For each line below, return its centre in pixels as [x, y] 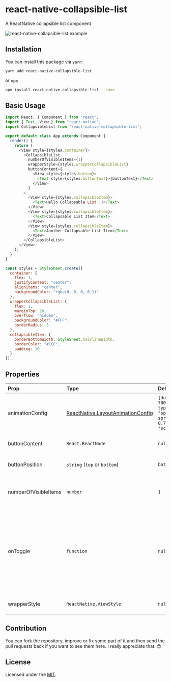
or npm [12, 80]
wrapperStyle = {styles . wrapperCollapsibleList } [78, 165]
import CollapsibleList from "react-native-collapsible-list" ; [74, 127]
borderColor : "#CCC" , [37, 344]
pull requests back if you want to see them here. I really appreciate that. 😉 [83, 646]
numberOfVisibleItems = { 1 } [55, 160]
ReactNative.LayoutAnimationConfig [109, 413]
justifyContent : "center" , [43, 283]
